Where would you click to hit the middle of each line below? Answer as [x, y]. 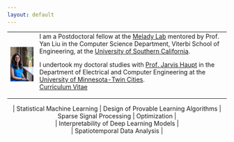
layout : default [31, 15]
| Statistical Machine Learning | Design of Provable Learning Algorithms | [117, 109]
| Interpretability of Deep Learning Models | [117, 123]
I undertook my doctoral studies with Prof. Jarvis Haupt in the [127, 65]
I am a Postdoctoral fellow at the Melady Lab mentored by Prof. [129, 37]
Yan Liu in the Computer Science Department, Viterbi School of [130, 44]
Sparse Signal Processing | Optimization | [117, 116]
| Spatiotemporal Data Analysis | [117, 131]
